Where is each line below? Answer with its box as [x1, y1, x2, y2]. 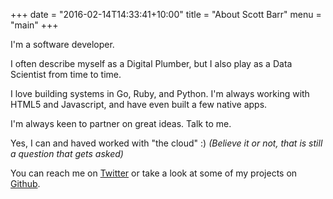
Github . [10, 178, 41, 189]
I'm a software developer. [10, 39, 115, 50]
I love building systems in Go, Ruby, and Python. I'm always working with [10, 88, 310, 99]
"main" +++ [10, 19, 59, 31]
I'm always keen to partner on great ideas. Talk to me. [10, 118, 232, 129]
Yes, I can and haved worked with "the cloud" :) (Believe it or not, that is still [10, 137, 323, 149]
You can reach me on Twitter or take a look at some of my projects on [10, 167, 298, 179]
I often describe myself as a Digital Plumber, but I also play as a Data [10, 58, 293, 69]
